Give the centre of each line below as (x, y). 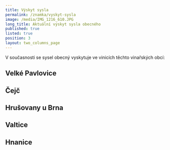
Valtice (16, 125)
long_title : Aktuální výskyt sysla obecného (53, 24)
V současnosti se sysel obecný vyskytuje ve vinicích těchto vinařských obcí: (85, 57)
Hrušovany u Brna (34, 108)
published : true (22, 29)
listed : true (19, 33)
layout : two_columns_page (32, 43)
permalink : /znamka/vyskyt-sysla (41, 15)
